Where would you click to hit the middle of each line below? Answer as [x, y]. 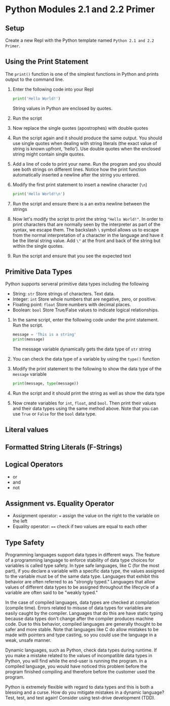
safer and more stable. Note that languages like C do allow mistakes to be [82, 630]
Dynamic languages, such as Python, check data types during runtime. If [81, 650]
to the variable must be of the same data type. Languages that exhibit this [82, 576]
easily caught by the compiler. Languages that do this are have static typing [84, 613]
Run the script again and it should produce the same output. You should [87, 138]
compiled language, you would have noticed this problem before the [76, 666]
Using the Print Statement [47, 62]
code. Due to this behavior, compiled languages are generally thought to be [84, 624]
